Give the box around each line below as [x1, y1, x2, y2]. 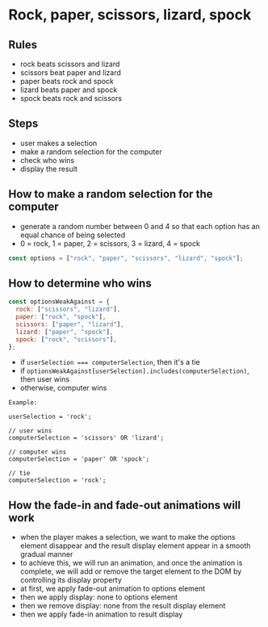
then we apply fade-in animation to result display [19, 609, 183, 619]
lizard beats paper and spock [19, 85, 118, 94]
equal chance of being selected [19, 230, 126, 240]
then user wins [19, 374, 70, 384]
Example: [8, 399, 38, 407]
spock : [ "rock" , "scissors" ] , [15, 335, 117, 344]
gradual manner [19, 550, 73, 559]
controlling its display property [19, 575, 123, 585]
